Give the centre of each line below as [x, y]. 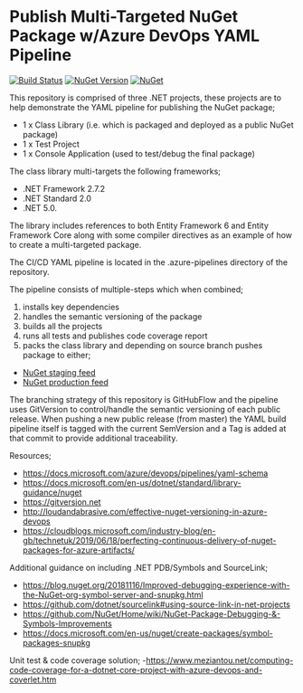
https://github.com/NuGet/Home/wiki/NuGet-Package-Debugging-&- [151, 613]
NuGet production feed [65, 382]
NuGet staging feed [59, 372]
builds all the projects [62, 326]
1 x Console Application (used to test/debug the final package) [139, 153]
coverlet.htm [33, 679]
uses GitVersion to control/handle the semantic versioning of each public [145, 409]
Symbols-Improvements [67, 623]
